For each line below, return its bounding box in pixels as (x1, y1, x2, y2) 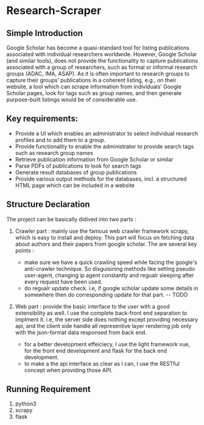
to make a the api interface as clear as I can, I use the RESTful (24, 360, 180, 367)
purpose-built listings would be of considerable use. (6, 96, 138, 103)
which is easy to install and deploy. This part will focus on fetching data (15, 234, 195, 241)
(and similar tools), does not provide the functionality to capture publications (6, 57, 199, 64)
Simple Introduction (6, 28, 83, 38)
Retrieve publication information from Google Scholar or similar (15, 155, 174, 163)
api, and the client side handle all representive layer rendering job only (15, 322, 192, 329)
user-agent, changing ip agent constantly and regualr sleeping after (24, 271, 194, 279)
